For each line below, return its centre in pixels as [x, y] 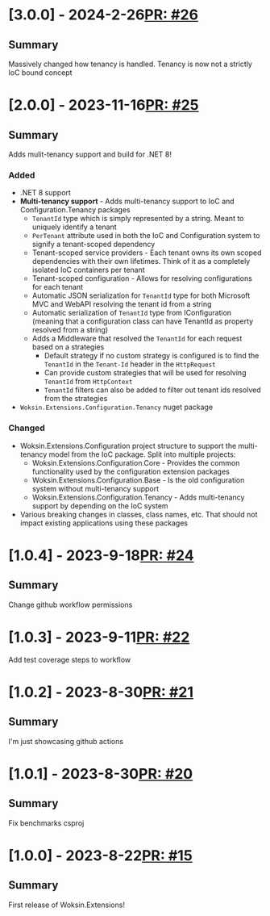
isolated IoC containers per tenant [88, 270]
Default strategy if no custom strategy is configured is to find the [152, 356]
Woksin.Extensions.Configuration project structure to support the [128, 445]
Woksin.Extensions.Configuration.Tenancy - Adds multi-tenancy [138, 497]
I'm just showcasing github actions [66, 741]
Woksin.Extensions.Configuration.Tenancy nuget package [116, 407]
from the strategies [76, 399]
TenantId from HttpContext [88, 382]
